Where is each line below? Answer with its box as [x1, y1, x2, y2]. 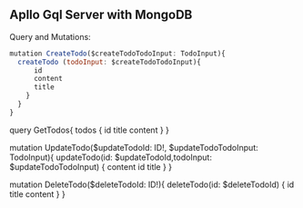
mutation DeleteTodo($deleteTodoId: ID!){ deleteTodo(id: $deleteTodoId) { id [9, 179, 295, 190]
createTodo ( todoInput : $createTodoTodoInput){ [17, 57, 202, 66]
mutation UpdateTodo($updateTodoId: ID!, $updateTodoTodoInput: [9, 142, 259, 153]
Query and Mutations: [9, 31, 91, 42]
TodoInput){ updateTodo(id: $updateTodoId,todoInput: [9, 152, 212, 163]
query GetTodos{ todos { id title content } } [9, 124, 170, 135]
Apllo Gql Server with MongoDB [9, 7, 193, 23]
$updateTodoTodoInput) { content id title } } [9, 161, 173, 172]
